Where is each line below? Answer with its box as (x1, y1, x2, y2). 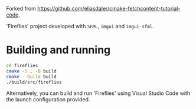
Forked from (6, 5, 37, 12)
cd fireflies (6, 62, 38, 68)
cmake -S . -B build (6, 68, 57, 74)
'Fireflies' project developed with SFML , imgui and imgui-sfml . (6, 23, 155, 29)
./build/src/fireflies (6, 79, 62, 85)
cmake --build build (6, 74, 57, 80)
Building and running (6, 44, 111, 57)
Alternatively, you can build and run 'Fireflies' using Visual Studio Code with (6, 90, 191, 97)
